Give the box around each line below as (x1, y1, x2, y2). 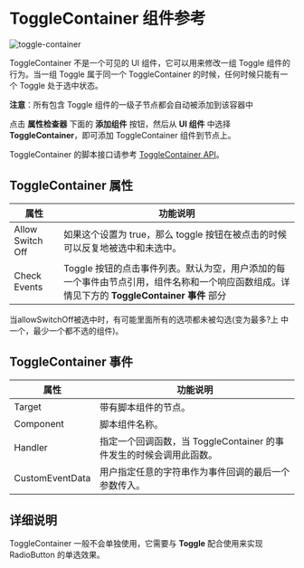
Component (14, 417, 65, 430)
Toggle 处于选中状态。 (19, 80, 103, 90)
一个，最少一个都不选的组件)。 (9, 325, 124, 336)
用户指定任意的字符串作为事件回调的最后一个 (99, 465, 290, 478)
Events (14, 280, 43, 293)
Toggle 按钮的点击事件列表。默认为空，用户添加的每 (62, 261, 286, 274)
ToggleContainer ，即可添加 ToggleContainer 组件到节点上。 (9, 129, 236, 140)
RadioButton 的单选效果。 (9, 549, 106, 561)
